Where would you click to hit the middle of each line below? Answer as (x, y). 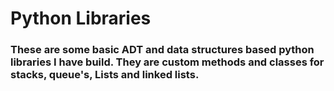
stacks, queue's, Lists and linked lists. (105, 75)
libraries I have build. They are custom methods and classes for (167, 62)
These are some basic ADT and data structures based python (162, 50)
